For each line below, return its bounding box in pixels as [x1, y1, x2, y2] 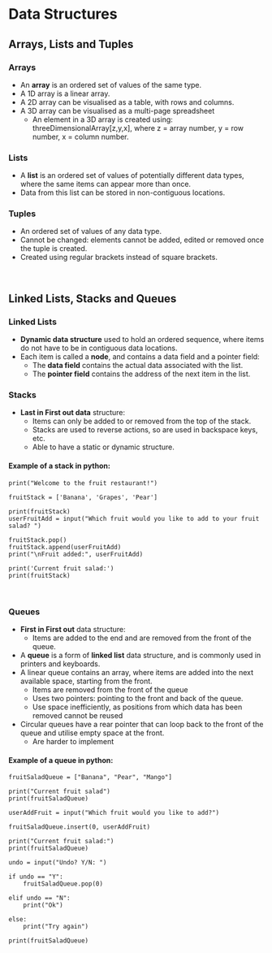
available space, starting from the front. [19, 676, 153, 686]
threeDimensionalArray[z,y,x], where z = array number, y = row [32, 123, 244, 132]
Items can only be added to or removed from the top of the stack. [32, 416, 252, 427]
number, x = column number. [32, 132, 129, 141]
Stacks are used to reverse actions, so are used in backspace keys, [32, 425, 258, 435]
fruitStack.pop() [8, 535, 67, 544]
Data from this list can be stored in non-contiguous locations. [19, 188, 226, 197]
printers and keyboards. [19, 659, 101, 669]
